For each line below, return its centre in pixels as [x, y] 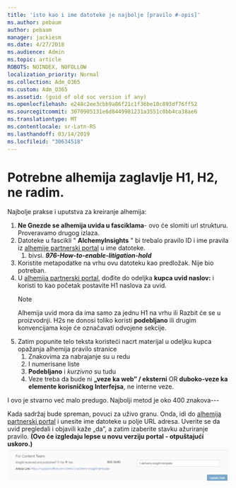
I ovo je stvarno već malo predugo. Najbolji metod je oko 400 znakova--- [113, 400]
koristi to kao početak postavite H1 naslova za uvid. [92, 285]
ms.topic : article [34, 60]
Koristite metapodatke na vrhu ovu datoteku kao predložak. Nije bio [116, 263]
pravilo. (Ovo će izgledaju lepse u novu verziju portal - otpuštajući [106, 436]
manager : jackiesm [34, 37]
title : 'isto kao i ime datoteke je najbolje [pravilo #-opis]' [104, 15]
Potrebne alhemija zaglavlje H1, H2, [113, 177]
